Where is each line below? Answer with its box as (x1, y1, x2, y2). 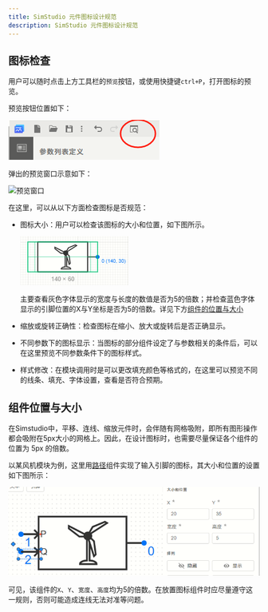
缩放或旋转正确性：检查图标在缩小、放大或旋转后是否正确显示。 (19, 321, 230, 331)
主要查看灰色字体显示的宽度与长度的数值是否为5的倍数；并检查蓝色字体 (19, 294, 255, 304)
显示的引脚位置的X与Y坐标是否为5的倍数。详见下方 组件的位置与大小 (19, 304, 244, 314)
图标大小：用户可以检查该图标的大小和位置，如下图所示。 (19, 220, 209, 229)
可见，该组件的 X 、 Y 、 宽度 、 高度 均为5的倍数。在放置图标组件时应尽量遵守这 (8, 585, 254, 594)
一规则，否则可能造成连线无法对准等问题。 (8, 595, 148, 605)
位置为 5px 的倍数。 (8, 443, 74, 453)
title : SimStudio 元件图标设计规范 (8, 13, 117, 21)
